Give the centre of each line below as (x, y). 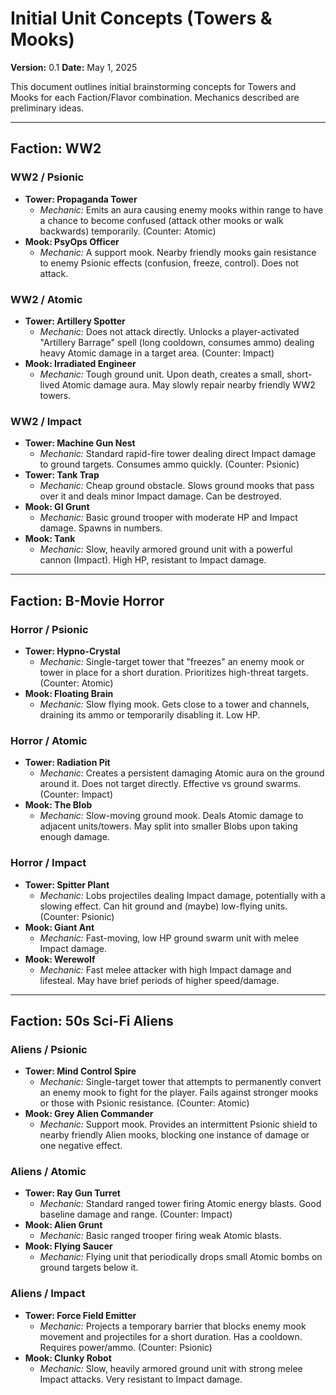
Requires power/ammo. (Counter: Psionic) (126, 1347)
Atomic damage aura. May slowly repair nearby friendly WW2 (188, 384)
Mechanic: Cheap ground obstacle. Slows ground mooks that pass (177, 486)
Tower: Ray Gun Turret (72, 1193)
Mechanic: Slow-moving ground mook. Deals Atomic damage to (171, 816)
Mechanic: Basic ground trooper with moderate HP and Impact (168, 518)
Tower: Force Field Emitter (80, 1315)
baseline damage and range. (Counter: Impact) (136, 1214)
